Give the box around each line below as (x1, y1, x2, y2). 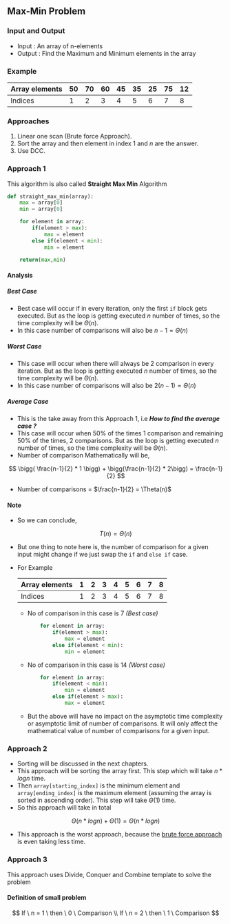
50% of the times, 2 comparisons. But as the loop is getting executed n (17, 436, 219, 444)
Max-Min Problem (7, 6, 86, 17)
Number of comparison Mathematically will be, (17, 451, 150, 459)
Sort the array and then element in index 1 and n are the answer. (17, 139, 199, 147)
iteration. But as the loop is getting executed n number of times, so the (17, 367, 217, 375)
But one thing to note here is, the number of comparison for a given (17, 543, 209, 551)
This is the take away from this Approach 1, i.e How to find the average (17, 414, 220, 422)
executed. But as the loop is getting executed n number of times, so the (17, 311, 220, 320)
